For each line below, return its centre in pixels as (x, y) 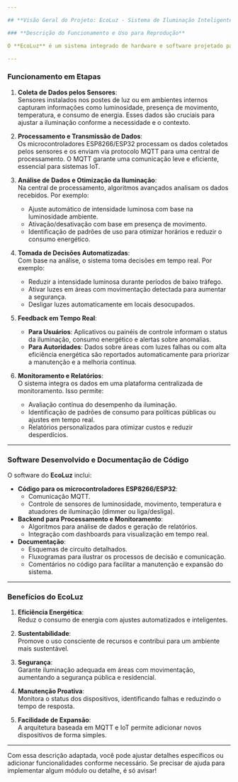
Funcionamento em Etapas (54, 77)
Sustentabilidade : (44, 634)
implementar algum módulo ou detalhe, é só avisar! (82, 771)
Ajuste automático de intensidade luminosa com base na (110, 209)
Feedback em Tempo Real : (57, 318)
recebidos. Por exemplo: (53, 195)
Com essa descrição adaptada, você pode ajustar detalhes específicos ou (115, 756)
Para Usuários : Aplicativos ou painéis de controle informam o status (128, 331)
